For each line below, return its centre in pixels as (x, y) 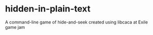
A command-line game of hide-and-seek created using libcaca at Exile (76, 22)
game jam (15, 27)
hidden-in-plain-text (48, 9)
